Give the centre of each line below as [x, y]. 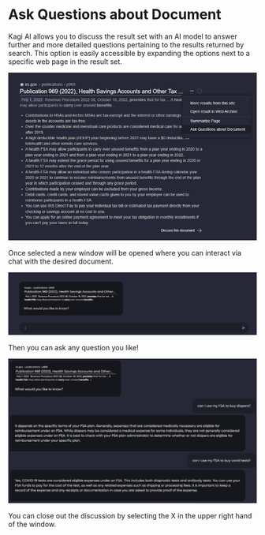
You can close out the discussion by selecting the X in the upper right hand [130, 515]
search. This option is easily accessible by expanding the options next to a [129, 53]
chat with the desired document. [61, 261]
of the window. [32, 524]
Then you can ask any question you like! [74, 347]
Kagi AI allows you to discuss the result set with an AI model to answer [123, 36]
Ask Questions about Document [115, 15]
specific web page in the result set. [65, 62]
